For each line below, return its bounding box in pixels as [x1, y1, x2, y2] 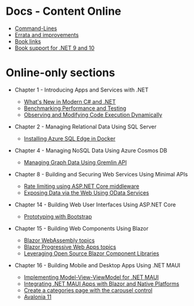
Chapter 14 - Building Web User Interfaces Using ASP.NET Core [14, 201, 176, 208]
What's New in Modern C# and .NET [23, 98, 116, 105]
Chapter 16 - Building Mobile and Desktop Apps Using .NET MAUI [14, 261, 180, 269]
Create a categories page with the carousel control [23, 286, 153, 294]
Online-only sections [6, 66, 115, 80]
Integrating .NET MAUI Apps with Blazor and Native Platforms [23, 280, 179, 287]
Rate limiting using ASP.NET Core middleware [23, 182, 139, 190]
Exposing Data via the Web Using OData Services [23, 189, 149, 196]
